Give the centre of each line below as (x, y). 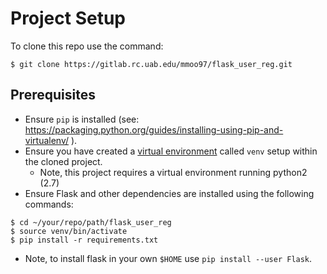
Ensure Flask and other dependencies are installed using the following (169, 193)
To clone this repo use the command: (87, 46)
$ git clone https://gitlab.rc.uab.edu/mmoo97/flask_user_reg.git (151, 64)
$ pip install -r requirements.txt (84, 240)
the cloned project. (63, 161)
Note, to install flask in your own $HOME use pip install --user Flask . (168, 258)
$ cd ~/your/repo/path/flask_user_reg (91, 222)
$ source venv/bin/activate (69, 231)
